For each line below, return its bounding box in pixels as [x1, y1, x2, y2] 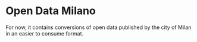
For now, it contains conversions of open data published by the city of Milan [5, 24, 192, 31]
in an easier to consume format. [5, 30, 84, 37]
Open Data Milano [5, 4, 96, 18]
